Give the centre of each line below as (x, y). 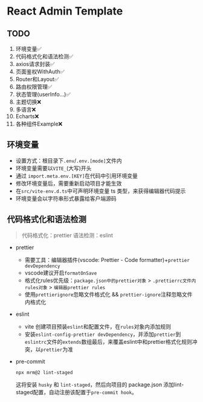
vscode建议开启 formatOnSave (61, 273)
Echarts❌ (27, 116)
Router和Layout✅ (37, 79)
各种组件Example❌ (39, 124)
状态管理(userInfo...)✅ (43, 94)
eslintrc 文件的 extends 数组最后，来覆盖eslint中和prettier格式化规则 (108, 341)
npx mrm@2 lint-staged (44, 372)
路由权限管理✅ (34, 87)
